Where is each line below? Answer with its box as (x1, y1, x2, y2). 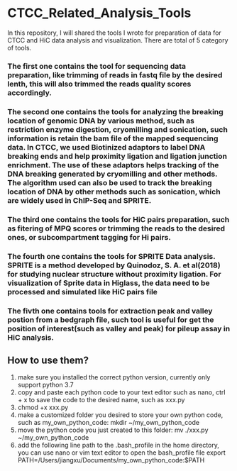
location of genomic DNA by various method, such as (7, 116, 195, 126)
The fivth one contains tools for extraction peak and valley (7, 306, 213, 316)
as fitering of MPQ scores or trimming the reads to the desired (7, 223, 226, 233)
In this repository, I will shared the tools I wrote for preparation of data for (7, 28, 221, 37)
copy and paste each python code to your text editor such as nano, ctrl (17, 388, 226, 397)
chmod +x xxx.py (17, 403, 69, 412)
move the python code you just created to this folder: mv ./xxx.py (17, 426, 209, 434)
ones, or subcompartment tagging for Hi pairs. (7, 232, 172, 242)
